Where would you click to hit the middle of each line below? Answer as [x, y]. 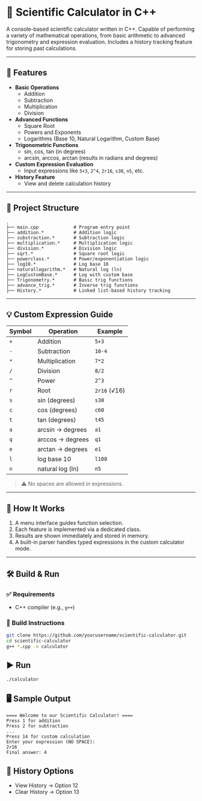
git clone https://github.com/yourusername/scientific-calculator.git [96, 635]
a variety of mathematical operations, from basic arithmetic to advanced [96, 35]
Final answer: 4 [26, 753]
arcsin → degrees [62, 430]
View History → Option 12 [46, 785]
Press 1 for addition [33, 721]
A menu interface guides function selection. [69, 523]
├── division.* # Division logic [62, 248]
